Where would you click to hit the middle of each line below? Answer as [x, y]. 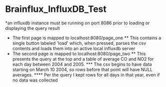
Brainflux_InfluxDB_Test [56, 9]
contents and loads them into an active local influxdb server [74, 48]
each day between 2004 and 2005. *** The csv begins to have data [82, 64]
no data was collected [35, 80]
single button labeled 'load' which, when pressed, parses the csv [79, 43]
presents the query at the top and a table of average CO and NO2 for [83, 59]
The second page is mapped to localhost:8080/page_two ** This [79, 54]
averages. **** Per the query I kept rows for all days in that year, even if [86, 75]
